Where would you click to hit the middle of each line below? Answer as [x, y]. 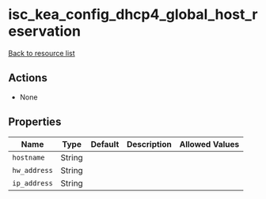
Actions [28, 78]
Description [149, 144]
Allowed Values [209, 144]
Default [105, 144]
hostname [28, 157]
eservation [45, 31]
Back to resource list [42, 53]
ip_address [32, 183]
